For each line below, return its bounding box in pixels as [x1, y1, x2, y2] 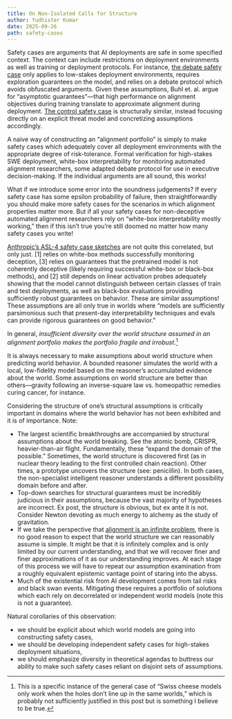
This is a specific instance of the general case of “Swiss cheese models [17, 682, 222, 690]
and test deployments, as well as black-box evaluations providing [7, 287, 193, 295]
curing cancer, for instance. [7, 388, 86, 396]
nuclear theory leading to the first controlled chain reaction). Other [17, 459, 207, 467]
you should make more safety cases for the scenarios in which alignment [7, 200, 215, 208]
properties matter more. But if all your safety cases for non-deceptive [7, 207, 205, 216]
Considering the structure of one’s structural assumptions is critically [7, 402, 204, 410]
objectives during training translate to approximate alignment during [7, 100, 200, 108]
